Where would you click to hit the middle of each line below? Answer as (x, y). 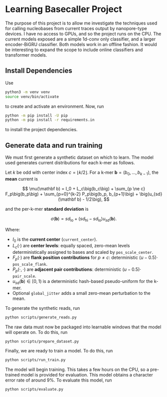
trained (12, 375)
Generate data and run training (54, 145)
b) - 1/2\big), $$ (93, 199)
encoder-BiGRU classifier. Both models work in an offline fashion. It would (81, 44)
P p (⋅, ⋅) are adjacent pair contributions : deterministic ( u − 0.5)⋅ (77, 270)
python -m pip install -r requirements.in (50, 120)
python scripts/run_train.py (35, 360)
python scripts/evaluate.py (34, 389)
